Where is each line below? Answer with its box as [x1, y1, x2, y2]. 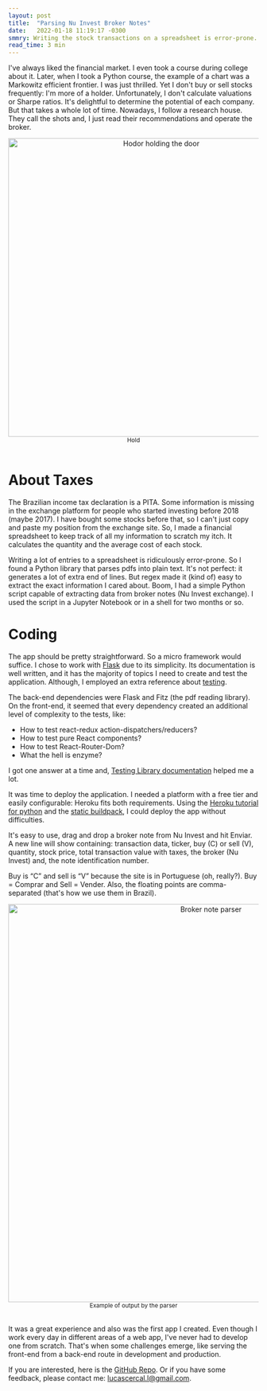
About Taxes [8, 471, 94, 490]
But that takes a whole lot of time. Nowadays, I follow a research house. [8, 105, 243, 115]
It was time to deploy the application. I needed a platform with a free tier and [8, 790, 258, 799]
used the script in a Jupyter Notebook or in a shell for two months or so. [8, 598, 244, 608]
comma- [199, 880, 227, 889]
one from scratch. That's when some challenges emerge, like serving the [8, 1341, 248, 1350]
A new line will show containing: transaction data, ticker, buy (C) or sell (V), [8, 839, 254, 848]
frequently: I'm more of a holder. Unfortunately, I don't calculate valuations [8, 88, 252, 98]
